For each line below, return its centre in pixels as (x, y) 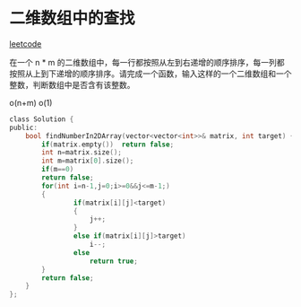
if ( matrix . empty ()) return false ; (108, 145)
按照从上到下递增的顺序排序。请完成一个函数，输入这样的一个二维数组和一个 (150, 74)
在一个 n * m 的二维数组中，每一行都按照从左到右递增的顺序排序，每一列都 (147, 62)
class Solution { (42, 119)
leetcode (26, 44)
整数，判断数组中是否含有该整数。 (72, 84)
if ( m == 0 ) (58, 170)
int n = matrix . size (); (82, 153)
